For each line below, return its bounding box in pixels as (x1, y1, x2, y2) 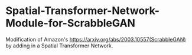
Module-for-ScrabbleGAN (5, 16, 135, 30)
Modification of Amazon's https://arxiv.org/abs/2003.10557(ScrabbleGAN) (5, 36, 187, 43)
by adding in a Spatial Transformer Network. (5, 42, 113, 49)
